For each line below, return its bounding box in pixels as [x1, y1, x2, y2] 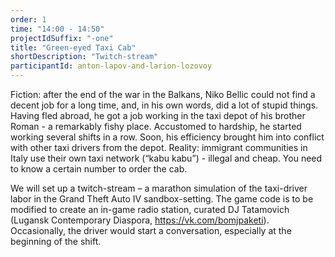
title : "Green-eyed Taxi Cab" [10, 42, 137, 53]
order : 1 [10, 14, 47, 25]
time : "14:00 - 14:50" [10, 24, 105, 34]
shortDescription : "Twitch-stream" [10, 52, 159, 62]
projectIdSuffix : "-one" [10, 33, 114, 43]
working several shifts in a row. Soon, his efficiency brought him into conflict [10, 131, 325, 143]
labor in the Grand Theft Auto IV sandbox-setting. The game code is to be [10, 193, 314, 205]
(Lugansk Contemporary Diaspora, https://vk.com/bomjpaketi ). [10, 214, 270, 226]
